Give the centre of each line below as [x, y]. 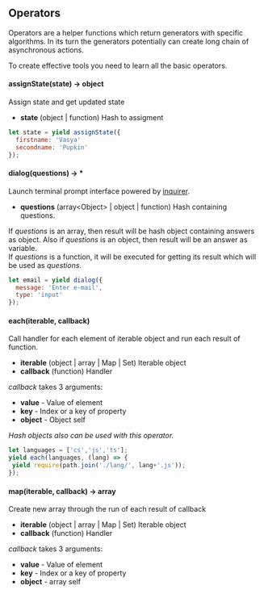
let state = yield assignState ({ [65, 132]
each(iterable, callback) [49, 320]
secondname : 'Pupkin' [52, 147]
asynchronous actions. [46, 50]
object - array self [50, 582]
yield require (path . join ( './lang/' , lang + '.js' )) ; [98, 466]
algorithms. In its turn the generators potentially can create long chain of [129, 41]
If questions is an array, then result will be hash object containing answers [132, 231]
